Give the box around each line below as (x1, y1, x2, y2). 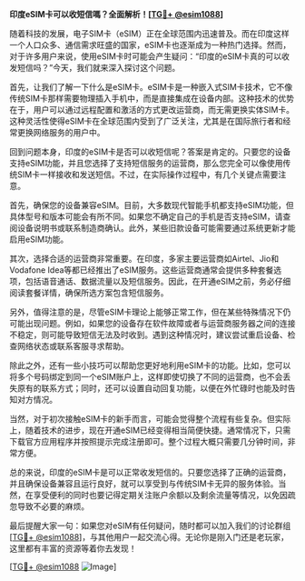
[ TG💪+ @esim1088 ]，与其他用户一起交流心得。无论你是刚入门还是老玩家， (9, 532, 289, 542)
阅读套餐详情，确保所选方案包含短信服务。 (9, 287, 169, 298)
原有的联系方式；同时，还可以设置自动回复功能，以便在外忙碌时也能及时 (16, 383, 288, 394)
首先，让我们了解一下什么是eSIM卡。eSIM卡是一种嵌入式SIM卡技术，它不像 (9, 82, 293, 92)
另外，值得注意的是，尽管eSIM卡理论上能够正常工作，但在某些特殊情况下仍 (9, 306, 291, 317)
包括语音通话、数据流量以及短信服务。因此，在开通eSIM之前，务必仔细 (25, 276, 291, 286)
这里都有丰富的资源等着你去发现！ (9, 543, 137, 554)
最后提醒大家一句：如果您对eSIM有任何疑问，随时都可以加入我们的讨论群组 (9, 520, 291, 531)
